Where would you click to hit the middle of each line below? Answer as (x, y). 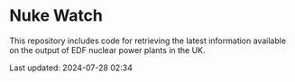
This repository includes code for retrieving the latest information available (148, 41)
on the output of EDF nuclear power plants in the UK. (107, 50)
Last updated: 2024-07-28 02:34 (71, 68)
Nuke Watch (56, 16)
